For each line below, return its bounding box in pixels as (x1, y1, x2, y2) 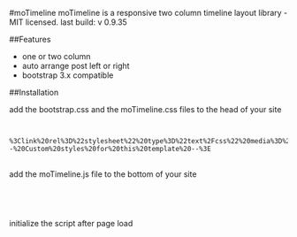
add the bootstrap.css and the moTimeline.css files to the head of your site (9, 104, 282, 114)
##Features (9, 34, 51, 44)
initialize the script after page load (9, 218, 133, 228)
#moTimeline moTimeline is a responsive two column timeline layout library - (9, 8, 288, 18)
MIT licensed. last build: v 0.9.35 (9, 17, 128, 27)
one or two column (21, 51, 91, 61)
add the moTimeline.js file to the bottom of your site (9, 169, 197, 180)
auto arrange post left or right (21, 61, 130, 71)
